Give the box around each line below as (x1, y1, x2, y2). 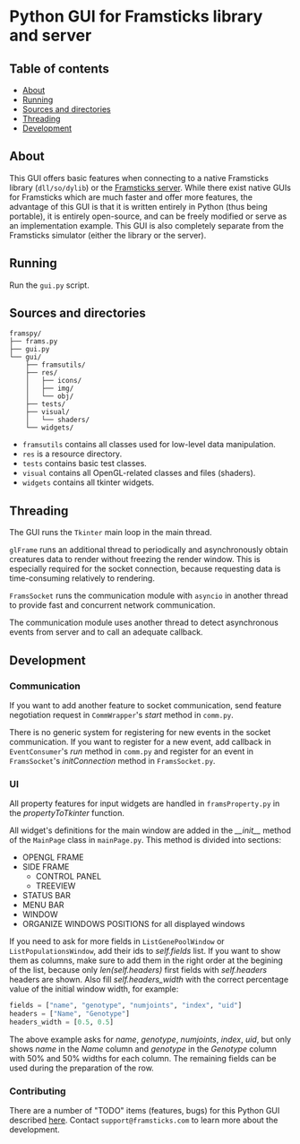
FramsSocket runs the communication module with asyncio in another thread (9, 590, 288, 602)
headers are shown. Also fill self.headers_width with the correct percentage (9, 975, 289, 985)
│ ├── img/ (25, 384, 74, 394)
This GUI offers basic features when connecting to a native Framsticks (9, 172, 269, 183)
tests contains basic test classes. (21, 458, 148, 469)
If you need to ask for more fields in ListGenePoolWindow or (9, 936, 226, 947)
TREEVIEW (35, 880, 76, 891)
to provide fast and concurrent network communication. (9, 600, 216, 611)
